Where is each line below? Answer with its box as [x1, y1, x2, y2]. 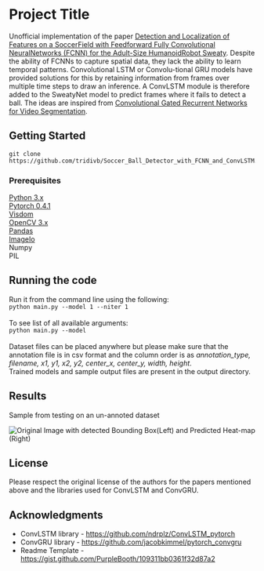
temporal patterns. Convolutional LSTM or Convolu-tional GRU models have [9, 64, 253, 74]
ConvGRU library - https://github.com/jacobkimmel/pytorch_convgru [20, 537, 242, 547]
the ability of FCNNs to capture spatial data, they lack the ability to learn [9, 56, 241, 66]
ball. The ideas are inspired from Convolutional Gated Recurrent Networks [9, 98, 248, 107]
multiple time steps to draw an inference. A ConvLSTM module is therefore [9, 81, 250, 91]
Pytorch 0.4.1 [9, 202, 51, 211]
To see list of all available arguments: [9, 318, 128, 327]
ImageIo [9, 235, 35, 244]
